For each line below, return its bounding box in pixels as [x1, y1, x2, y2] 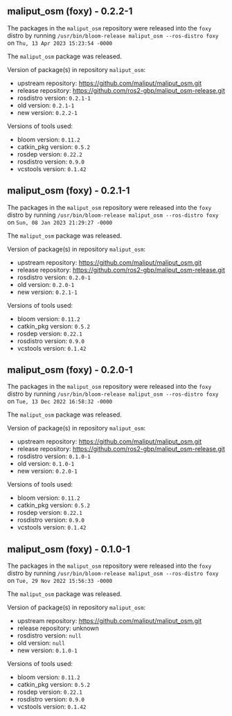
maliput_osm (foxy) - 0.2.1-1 [7, 185, 130, 197]
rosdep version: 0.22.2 [17, 150, 83, 158]
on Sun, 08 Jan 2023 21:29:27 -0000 [7, 218, 113, 226]
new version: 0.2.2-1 [17, 108, 78, 116]
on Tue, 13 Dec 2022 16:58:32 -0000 [7, 397, 113, 405]
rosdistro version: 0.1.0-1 [17, 452, 91, 460]
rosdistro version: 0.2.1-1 [17, 94, 91, 102]
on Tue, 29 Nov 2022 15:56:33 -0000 [7, 577, 113, 585]
